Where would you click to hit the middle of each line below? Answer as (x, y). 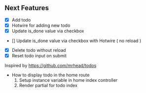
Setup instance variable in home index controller (68, 80)
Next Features (27, 8)
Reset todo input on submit (39, 56)
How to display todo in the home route (51, 75)
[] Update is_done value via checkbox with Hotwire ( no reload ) (76, 41)
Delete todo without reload (39, 50)
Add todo (21, 20)
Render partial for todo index (48, 86)
